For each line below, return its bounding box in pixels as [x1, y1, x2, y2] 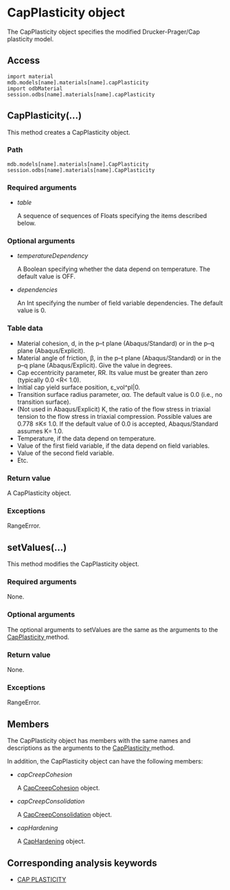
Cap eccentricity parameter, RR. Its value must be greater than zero [16, 368, 208, 376]
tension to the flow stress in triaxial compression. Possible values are [16, 412, 213, 420]
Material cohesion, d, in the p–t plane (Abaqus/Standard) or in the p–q [16, 339, 215, 347]
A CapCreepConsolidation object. [16, 810, 112, 819]
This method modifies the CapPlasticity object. [7, 560, 139, 568]
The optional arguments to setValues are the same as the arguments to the [7, 625, 218, 633]
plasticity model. [7, 34, 54, 43]
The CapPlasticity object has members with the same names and [7, 737, 191, 745]
